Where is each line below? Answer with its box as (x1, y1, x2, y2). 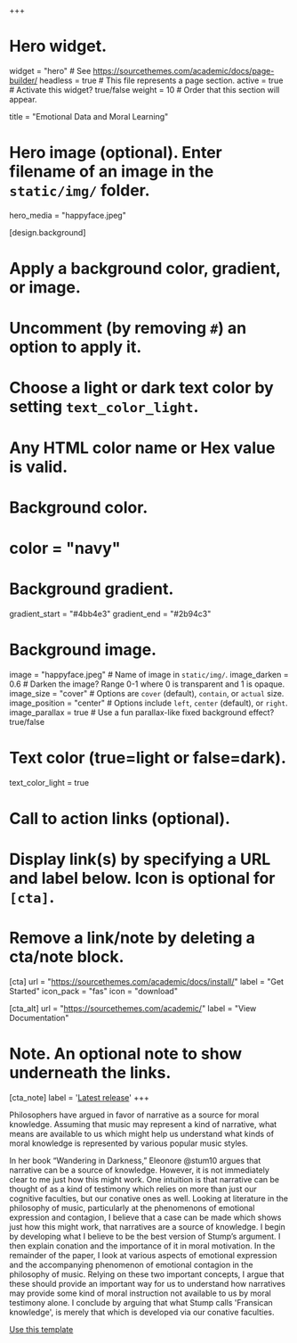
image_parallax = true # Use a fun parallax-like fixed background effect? (9, 706, 275, 718)
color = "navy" (9, 539, 121, 558)
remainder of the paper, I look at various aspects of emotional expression (9, 1250, 277, 1261)
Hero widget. (9, 37, 108, 56)
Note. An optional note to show (9, 1044, 243, 1064)
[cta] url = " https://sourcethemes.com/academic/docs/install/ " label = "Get (9, 976, 285, 987)
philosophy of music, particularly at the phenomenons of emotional (9, 1203, 255, 1214)
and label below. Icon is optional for (9, 869, 276, 888)
